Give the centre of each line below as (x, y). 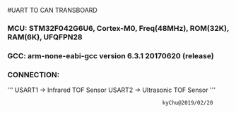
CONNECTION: (34, 74)
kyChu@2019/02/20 (188, 103)
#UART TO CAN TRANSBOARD (52, 10)
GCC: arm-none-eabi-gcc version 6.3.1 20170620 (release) (111, 55)
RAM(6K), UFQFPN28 (45, 36)
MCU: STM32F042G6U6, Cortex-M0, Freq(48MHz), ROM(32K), (118, 28)
